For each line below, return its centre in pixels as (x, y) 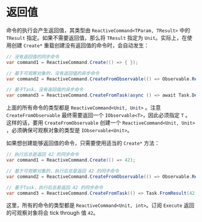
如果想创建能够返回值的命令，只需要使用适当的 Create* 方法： (83, 143)
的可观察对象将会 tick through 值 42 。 (53, 213)
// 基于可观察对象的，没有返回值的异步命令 (53, 73)
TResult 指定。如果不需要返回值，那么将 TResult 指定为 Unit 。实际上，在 (97, 37)
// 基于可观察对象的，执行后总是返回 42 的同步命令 (63, 171)
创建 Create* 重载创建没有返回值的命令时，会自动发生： (80, 45)
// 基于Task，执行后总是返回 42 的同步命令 (55, 188)
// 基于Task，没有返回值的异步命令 (45, 90)
